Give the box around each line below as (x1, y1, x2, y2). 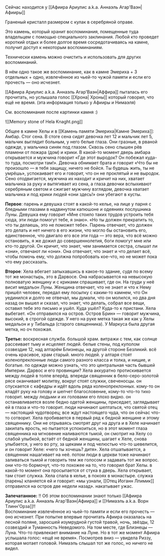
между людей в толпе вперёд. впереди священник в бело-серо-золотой (5, 373, 159, 378)
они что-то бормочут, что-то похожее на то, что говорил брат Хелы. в (5, 462, 153, 468)
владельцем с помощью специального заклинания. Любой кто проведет (5, 34, 159, 40)
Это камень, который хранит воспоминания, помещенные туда (5, 29, 139, 34)
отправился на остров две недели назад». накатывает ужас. (5, 483, 133, 489)
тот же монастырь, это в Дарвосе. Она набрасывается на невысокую (5, 274, 153, 279)
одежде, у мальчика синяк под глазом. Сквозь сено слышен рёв (5, 144, 142, 150)
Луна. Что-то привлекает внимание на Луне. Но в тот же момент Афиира (5, 530, 160, 535)
